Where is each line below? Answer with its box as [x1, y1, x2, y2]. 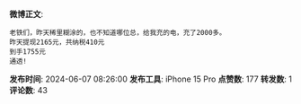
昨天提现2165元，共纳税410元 [9, 38, 105, 47]
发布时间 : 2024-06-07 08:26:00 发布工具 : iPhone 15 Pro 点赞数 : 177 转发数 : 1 [9, 74, 292, 84]
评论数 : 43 [9, 85, 48, 95]
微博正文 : [9, 9, 44, 19]
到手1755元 [9, 48, 47, 56]
